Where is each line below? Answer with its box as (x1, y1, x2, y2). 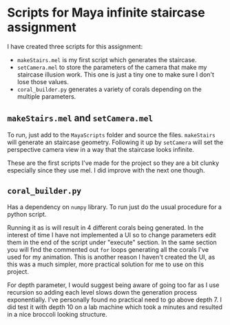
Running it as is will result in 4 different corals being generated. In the (7, 223, 205, 232)
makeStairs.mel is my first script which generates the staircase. (17, 55, 198, 63)
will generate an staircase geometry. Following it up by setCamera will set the (7, 138, 224, 146)
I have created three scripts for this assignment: (7, 42, 143, 50)
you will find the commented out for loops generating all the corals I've (7, 245, 209, 253)
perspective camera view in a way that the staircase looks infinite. (7, 145, 194, 153)
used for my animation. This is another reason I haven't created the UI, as (7, 253, 216, 261)
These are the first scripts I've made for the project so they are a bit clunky (7, 159, 220, 167)
